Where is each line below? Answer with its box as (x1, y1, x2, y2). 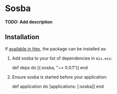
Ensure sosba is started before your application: (12, 74, 107, 80)
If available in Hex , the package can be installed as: (5, 46, 107, 51)
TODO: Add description (5, 19, 53, 25)
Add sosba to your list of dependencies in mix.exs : (12, 55, 113, 61)
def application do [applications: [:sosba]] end (12, 83, 104, 89)
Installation (5, 33, 39, 41)
